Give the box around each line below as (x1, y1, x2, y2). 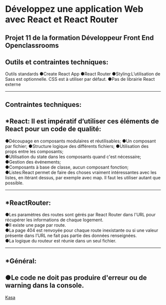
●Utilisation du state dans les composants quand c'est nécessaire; (5, 154, 142, 160)
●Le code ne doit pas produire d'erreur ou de (5, 273, 147, 282)
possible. (5, 180, 24, 186)
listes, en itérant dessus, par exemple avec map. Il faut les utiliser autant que (5, 174, 161, 180)
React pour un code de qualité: (5, 125, 101, 134)
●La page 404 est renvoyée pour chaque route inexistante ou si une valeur (5, 228, 159, 234)
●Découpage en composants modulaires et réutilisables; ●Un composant (5, 138, 156, 144)
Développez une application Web (5, 3, 144, 15)
